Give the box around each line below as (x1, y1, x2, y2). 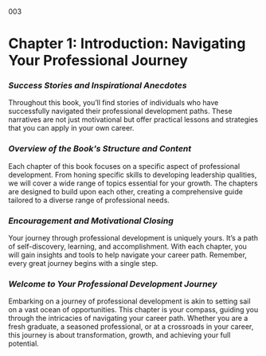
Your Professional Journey (8, 52, 189, 70)
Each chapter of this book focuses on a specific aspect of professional (8, 161, 241, 170)
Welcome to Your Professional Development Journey (8, 279, 217, 289)
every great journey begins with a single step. (8, 259, 158, 268)
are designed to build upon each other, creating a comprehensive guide (8, 186, 243, 196)
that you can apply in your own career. (8, 123, 135, 133)
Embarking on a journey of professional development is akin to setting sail (8, 296, 251, 306)
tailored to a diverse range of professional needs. (8, 195, 170, 205)
